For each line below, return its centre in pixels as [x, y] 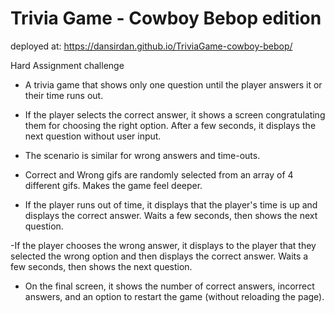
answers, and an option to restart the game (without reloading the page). [174, 296]
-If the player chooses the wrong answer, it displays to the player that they [163, 245]
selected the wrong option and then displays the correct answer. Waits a [159, 256]
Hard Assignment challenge [67, 65]
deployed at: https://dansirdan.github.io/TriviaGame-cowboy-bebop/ [151, 46]
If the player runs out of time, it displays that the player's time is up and [171, 204]
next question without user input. [93, 136]
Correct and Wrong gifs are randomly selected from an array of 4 [159, 174]
